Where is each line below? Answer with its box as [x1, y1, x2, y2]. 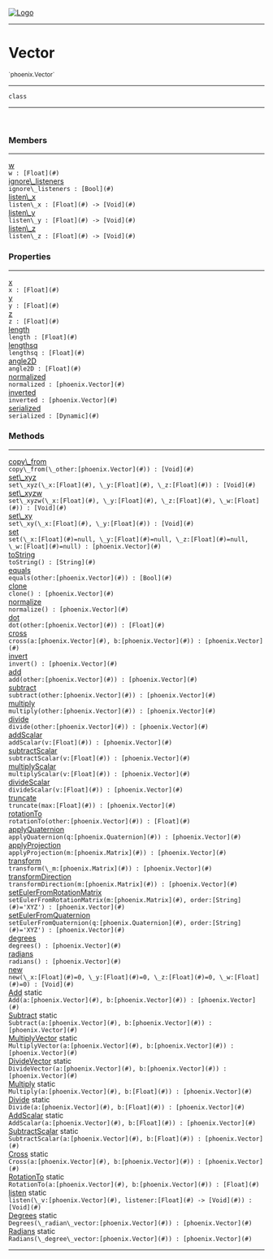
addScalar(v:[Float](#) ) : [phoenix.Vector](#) [8, 738, 173, 747]
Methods [8, 431, 45, 442]
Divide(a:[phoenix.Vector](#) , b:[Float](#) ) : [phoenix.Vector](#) [8, 1103, 245, 1111]
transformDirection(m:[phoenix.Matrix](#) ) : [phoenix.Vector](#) [8, 880, 238, 888]
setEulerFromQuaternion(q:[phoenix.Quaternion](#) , [8, 918, 187, 927]
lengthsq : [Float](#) [8, 349, 85, 357]
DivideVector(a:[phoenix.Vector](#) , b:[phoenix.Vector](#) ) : [8, 1065, 227, 1073]
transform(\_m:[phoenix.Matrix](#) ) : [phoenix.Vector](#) [8, 864, 213, 873]
